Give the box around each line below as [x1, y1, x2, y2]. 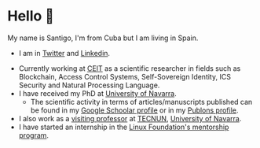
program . [18, 130, 49, 140]
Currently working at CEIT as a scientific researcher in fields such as [18, 63, 241, 73]
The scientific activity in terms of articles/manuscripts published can [30, 97, 253, 106]
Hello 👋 [7, 7, 54, 25]
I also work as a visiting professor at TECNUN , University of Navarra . [18, 113, 242, 123]
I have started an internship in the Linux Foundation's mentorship [18, 122, 229, 131]
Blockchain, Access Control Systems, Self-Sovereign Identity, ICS [18, 72, 231, 81]
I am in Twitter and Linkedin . [18, 48, 111, 57]
